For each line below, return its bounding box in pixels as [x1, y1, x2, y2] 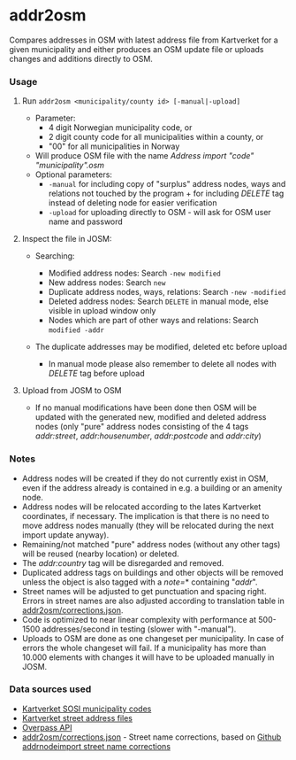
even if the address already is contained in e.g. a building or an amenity [21, 482, 283, 492]
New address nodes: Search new [48, 277, 166, 288]
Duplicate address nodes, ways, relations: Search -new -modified [48, 287, 286, 298]
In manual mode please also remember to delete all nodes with [48, 359, 277, 369]
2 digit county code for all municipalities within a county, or [48, 132, 264, 143]
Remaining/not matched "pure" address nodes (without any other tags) [21, 539, 281, 549]
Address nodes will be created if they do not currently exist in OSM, [21, 473, 269, 484]
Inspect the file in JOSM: [21, 234, 112, 244]
